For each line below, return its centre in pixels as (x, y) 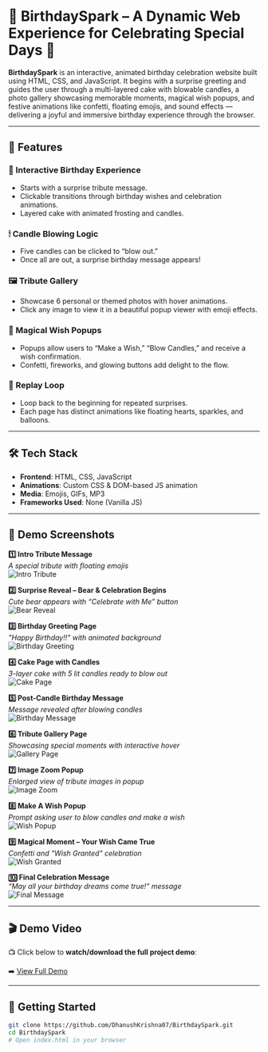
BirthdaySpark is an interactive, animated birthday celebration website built (133, 72)
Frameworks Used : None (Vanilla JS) (81, 502)
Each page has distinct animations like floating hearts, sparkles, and (132, 411)
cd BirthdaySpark (37, 1032)
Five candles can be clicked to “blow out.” (89, 251)
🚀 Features (35, 147)
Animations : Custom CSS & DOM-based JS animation (108, 485)
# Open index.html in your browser (67, 1040)
